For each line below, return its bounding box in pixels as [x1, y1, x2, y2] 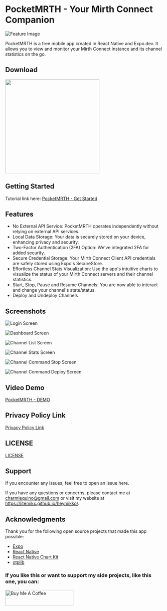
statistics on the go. [5, 51, 46, 57]
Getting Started [5, 182, 55, 191]
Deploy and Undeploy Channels [12, 292, 78, 299]
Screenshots [5, 307, 46, 315]
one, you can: [5, 578, 39, 585]
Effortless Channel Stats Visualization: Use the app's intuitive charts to [12, 266, 158, 272]
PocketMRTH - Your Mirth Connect [5, 4, 153, 15]
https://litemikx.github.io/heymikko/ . [5, 500, 80, 507]
